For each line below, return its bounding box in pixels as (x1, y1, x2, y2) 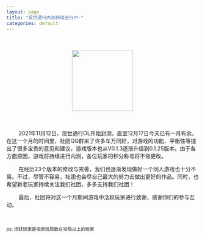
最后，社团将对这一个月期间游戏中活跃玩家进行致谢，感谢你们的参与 (18, 194, 190, 201)
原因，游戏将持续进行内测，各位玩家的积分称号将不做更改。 (16, 153, 167, 160)
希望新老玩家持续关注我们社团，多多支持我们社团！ (6, 181, 135, 188)
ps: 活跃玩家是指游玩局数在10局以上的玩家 (6, 226, 95, 233)
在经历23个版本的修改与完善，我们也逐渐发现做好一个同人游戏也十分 (18, 166, 191, 173)
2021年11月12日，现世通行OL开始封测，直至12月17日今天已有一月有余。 (18, 130, 197, 137)
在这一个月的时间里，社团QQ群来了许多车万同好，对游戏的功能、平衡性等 (6, 138, 191, 145)
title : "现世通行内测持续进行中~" (6, 15, 84, 21)
